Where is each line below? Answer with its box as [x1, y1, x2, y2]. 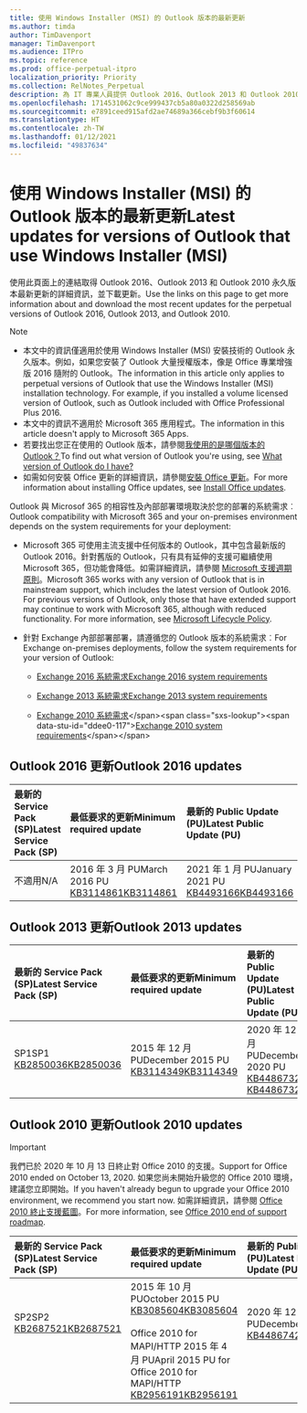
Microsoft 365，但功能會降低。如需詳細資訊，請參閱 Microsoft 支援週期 [22, 562, 292, 573]
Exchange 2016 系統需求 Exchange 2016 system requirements [36, 671, 268, 682]
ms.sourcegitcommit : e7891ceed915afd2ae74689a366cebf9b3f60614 [9, 107, 256, 116]
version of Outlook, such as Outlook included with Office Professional [22, 397, 285, 408]
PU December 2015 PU [130, 1054, 230, 1067]
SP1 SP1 [14, 1047, 50, 1060]
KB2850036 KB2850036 [14, 1058, 122, 1071]
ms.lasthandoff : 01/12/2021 [9, 133, 117, 142]
